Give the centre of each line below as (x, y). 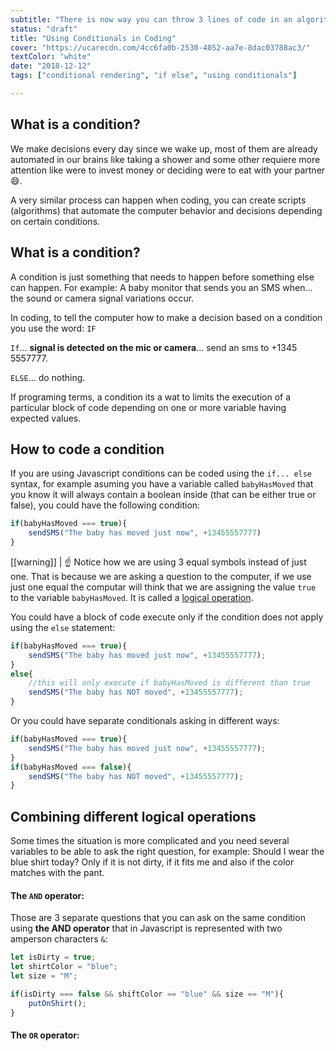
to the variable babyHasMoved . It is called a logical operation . (132, 597)
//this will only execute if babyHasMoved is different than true (169, 683)
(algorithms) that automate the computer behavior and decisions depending (166, 210)
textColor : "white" (51, 57)
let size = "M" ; (44, 976)
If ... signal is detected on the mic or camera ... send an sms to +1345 (154, 347)
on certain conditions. (55, 221)
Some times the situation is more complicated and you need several (150, 841)
